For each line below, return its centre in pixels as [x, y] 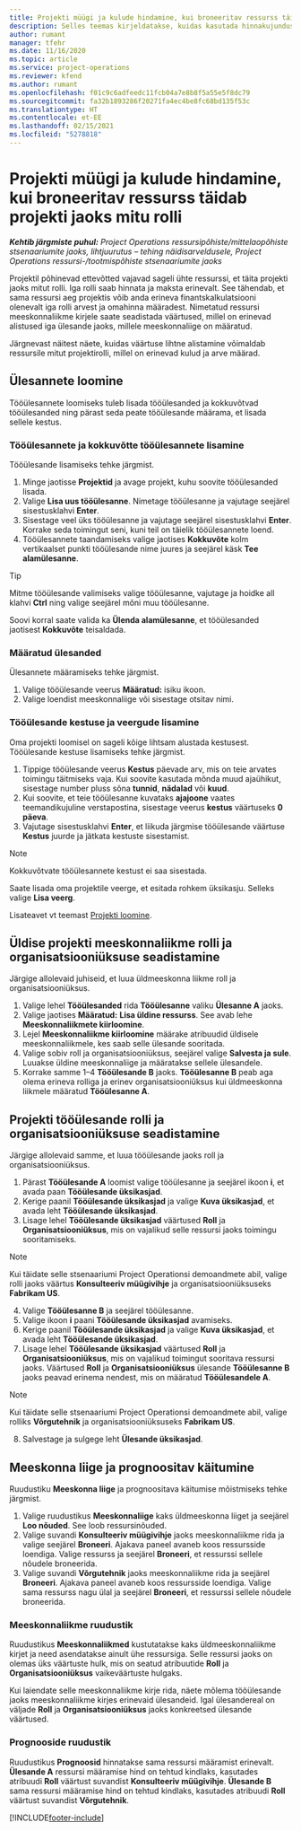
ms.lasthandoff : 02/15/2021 [62, 127]
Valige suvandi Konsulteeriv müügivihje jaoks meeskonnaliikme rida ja [153, 1535]
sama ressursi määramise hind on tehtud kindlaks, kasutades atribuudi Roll [147, 1791]
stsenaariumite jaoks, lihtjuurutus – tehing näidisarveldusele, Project [135, 251]
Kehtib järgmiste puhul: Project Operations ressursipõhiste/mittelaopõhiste [149, 241]
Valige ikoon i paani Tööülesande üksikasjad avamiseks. [127, 1320]
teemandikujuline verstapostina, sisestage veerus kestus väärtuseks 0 [153, 807]
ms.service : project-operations [69, 68]
